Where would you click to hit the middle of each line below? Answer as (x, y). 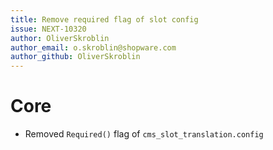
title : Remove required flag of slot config (104, 19)
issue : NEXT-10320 (48, 29)
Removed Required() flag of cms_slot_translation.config (144, 134)
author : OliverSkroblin (60, 38)
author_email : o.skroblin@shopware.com (93, 47)
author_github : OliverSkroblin (75, 57)
